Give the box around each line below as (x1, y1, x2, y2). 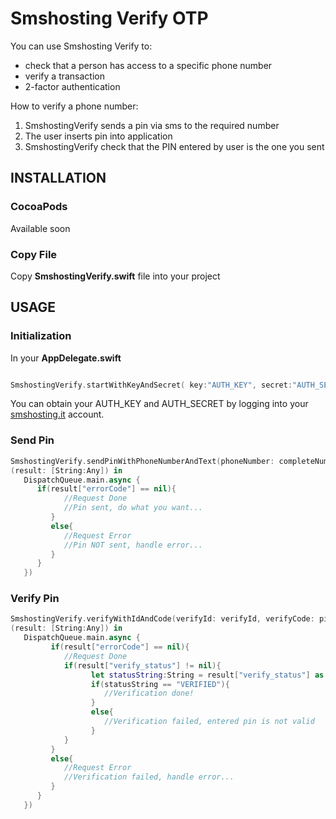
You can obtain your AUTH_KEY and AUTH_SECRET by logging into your (10, 398, 309, 410)
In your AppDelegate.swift (10, 352, 122, 364)
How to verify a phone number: (10, 100, 139, 112)
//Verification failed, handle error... (63, 772, 235, 782)
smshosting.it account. (10, 408, 105, 421)
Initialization (10, 329, 72, 343)
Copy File (10, 247, 58, 261)
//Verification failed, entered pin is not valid (104, 717, 315, 727)
